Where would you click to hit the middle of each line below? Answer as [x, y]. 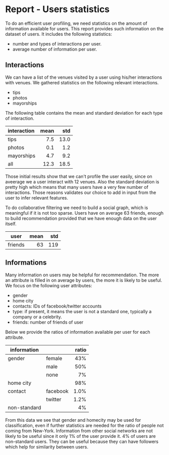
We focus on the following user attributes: [49, 285]
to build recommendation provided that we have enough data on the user [81, 218]
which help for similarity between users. [47, 447]
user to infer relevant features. [37, 197]
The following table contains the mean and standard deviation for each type [84, 113]
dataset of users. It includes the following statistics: [59, 34]
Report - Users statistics [58, 9]
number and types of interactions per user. [57, 43]
